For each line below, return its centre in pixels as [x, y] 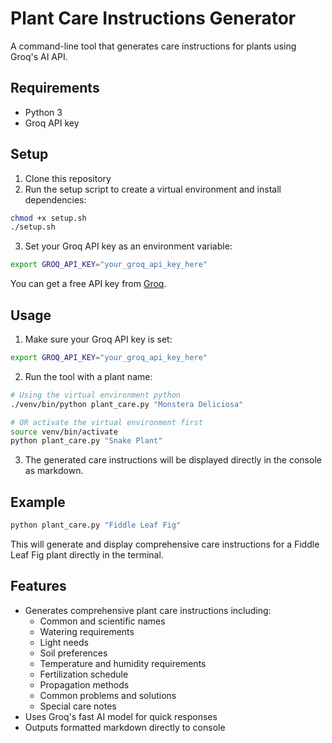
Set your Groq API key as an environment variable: [128, 246]
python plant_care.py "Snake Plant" [86, 441]
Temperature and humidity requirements [123, 663]
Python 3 [43, 112]
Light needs [64, 642]
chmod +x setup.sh [48, 218]
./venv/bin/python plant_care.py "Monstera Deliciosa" [127, 404]
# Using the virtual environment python [96, 395]
